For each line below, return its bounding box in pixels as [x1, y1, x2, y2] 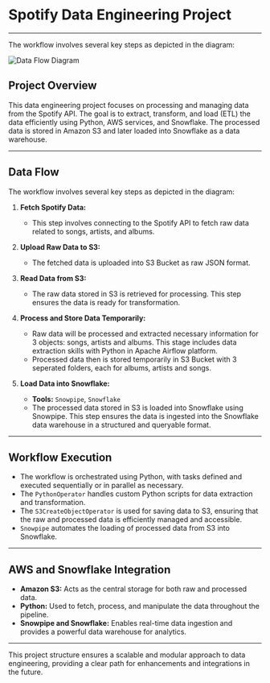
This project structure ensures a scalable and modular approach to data [8, 650, 246, 660]
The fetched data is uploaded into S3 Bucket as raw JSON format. [31, 258, 251, 267]
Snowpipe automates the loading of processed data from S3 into [19, 524, 231, 533]
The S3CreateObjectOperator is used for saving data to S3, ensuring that [19, 506, 259, 516]
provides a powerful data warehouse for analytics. [19, 627, 187, 637]
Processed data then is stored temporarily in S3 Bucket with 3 [31, 354, 237, 364]
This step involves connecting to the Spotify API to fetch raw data [31, 217, 249, 227]
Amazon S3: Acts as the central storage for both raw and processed [19, 584, 247, 594]
